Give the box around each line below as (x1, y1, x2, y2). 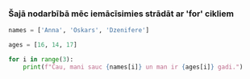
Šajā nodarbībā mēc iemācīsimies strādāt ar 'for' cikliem (8, 8, 234, 19)
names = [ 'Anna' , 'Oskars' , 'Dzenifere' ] (8, 27, 150, 35)
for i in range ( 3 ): (8, 56, 74, 64)
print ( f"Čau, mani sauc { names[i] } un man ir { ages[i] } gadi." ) (23, 63, 244, 71)
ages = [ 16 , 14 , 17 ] (8, 41, 78, 49)
